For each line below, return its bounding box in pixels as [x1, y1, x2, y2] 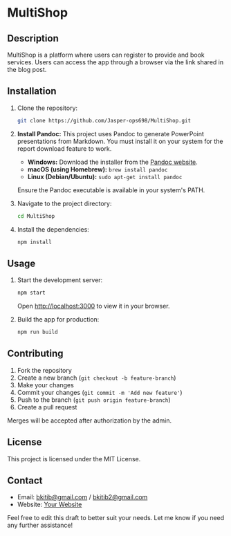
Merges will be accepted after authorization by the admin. [7, 416, 172, 425]
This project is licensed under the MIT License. [7, 454, 141, 463]
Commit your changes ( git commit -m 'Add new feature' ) [17, 388, 183, 396]
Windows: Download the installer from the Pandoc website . [27, 158, 198, 166]
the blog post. [7, 66, 47, 73]
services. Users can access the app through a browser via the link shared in [7, 58, 223, 66]
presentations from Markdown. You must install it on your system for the [17, 137, 223, 145]
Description [7, 33, 59, 44]
